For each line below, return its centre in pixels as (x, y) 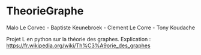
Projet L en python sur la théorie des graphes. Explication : (79, 39)
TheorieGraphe (45, 11)
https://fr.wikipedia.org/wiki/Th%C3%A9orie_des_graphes (79, 45)
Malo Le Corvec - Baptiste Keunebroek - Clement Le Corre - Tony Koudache (101, 27)
